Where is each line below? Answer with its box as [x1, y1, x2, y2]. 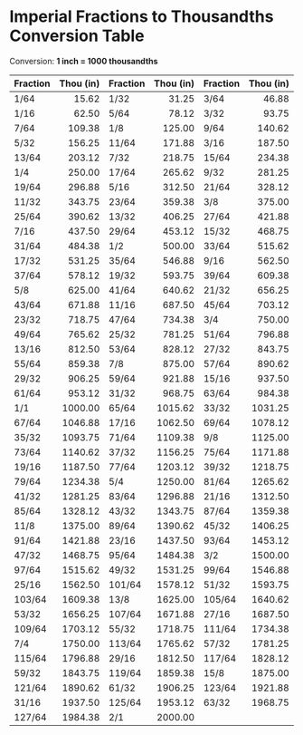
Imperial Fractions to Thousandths [9, 6, 274, 27]
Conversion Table [9, 25, 145, 46]
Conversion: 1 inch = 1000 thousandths [9, 55, 158, 66]
